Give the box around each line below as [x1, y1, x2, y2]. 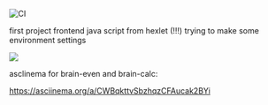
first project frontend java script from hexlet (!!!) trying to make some [9, 26, 259, 35]
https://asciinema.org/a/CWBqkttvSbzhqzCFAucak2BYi [9, 86, 211, 96]
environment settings [9, 35, 87, 45]
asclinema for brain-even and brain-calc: [9, 69, 158, 79]
